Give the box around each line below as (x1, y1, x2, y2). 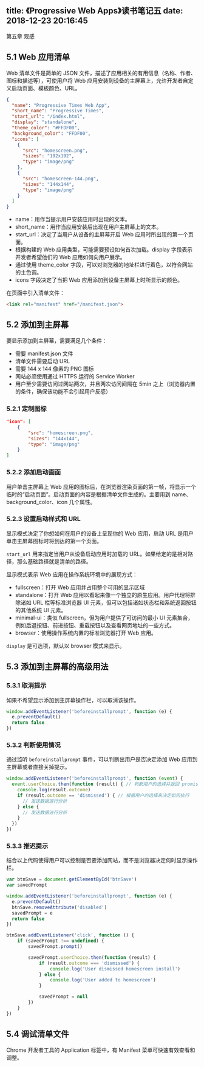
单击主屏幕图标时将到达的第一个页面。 (6, 537, 102, 545)
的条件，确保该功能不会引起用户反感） (15, 387, 111, 395)
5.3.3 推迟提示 (6, 842, 49, 850)
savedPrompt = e (12, 910, 53, 916)
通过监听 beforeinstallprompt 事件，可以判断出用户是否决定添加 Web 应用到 (6, 755, 198, 763)
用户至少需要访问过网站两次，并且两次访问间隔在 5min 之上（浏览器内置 (15, 380, 195, 387)
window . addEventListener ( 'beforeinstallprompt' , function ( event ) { (6, 776, 183, 782)
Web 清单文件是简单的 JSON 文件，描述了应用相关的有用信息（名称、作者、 (6, 69, 196, 77)
